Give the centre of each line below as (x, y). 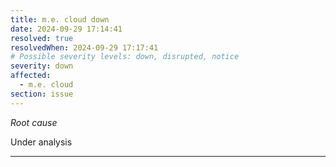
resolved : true (42, 38)
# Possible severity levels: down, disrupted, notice (125, 57)
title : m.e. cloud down (60, 19)
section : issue (42, 94)
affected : (31, 76)
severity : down (42, 66)
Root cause (34, 122)
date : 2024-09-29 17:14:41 (66, 29)
